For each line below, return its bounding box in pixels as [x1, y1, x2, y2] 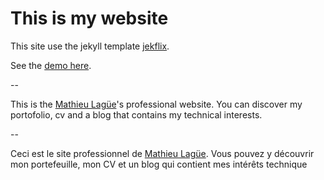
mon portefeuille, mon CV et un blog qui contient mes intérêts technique [10, 158, 308, 170]
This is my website [10, 7, 169, 30]
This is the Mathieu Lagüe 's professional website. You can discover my [10, 98, 303, 110]
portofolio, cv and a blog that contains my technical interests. [10, 108, 263, 121]
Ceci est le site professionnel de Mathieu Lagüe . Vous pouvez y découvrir [10, 147, 315, 159]
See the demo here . [10, 59, 92, 71]
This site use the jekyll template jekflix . [10, 40, 170, 52]
